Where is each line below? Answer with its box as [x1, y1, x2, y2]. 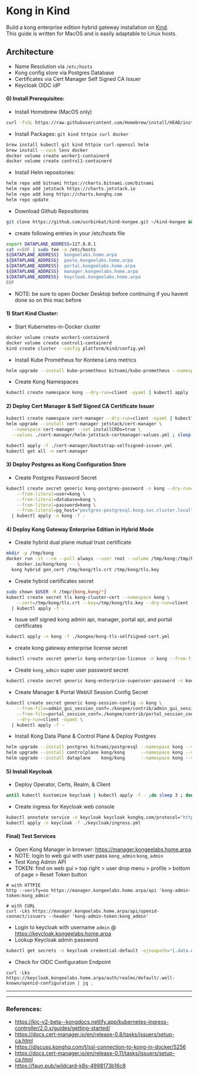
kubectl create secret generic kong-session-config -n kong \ [6, 700, 162, 706]
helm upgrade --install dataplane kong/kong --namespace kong [6, 755, 183, 761]
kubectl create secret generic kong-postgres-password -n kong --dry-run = [6, 486, 194, 491]
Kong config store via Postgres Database [14, 69, 114, 76]
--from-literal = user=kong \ [16, 491, 85, 497]
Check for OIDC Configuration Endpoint [14, 958, 111, 965]
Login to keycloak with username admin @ [14, 924, 117, 931]
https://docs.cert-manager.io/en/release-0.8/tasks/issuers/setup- [14, 1031, 175, 1038]
